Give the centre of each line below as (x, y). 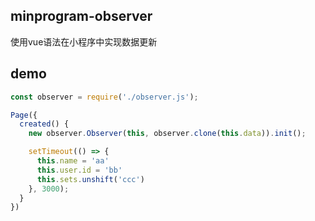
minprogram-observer (81, 16)
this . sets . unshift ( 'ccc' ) (90, 179)
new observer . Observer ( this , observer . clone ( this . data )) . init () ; (167, 134)
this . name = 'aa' (73, 161)
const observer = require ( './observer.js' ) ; (104, 97)
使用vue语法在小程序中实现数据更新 (84, 41)
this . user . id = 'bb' (79, 170)
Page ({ (24, 115)
